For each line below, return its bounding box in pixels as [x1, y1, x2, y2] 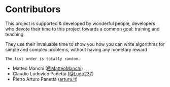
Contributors [5, 4, 61, 15]
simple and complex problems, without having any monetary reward [5, 46, 147, 52]
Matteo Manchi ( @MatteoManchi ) [12, 65, 83, 71]
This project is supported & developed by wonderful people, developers [5, 20, 156, 26]
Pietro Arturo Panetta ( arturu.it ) [12, 76, 78, 82]
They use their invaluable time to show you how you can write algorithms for [5, 41, 165, 47]
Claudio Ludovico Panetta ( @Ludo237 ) [12, 70, 94, 77]
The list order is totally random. [5, 56, 81, 62]
